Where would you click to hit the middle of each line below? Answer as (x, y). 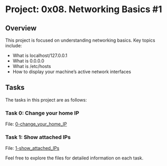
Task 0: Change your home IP (42, 113)
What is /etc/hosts (32, 66)
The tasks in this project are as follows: (46, 99)
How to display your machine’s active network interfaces (72, 72)
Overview (21, 28)
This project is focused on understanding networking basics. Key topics (80, 40)
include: (14, 46)
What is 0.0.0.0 (28, 61)
